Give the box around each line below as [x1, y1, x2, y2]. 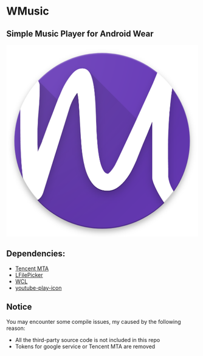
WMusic [6, 4, 50, 18]
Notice [6, 302, 32, 312]
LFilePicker [15, 271, 44, 278]
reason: [6, 324, 26, 332]
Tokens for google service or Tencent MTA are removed [15, 343, 156, 350]
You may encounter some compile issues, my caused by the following [6, 318, 181, 325]
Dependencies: [6, 248, 66, 259]
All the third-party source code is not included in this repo [15, 336, 160, 343]
